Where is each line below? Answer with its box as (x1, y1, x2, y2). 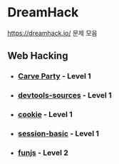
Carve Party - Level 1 (17, 71, 91, 81)
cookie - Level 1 (17, 110, 73, 120)
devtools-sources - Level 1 (17, 91, 112, 101)
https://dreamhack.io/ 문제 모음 (7, 29, 98, 37)
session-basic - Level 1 (17, 129, 100, 139)
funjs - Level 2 (17, 148, 69, 158)
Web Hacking (7, 50, 68, 62)
